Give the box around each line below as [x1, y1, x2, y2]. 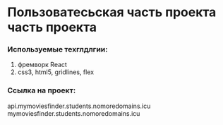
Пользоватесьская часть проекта [7, 4, 217, 20]
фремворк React [17, 61, 67, 69]
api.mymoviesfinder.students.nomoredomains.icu [7, 102, 151, 110]
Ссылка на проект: [7, 85, 76, 95]
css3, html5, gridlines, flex [17, 68, 94, 76]
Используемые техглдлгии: [7, 44, 108, 54]
